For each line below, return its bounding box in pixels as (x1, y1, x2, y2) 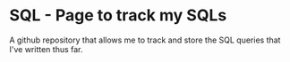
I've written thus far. (9, 43, 83, 54)
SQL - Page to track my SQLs (9, 5, 227, 26)
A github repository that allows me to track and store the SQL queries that (9, 35, 281, 45)
